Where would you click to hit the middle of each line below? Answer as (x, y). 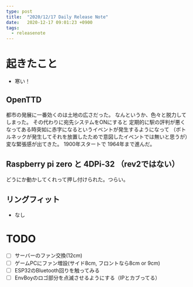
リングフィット (33, 200)
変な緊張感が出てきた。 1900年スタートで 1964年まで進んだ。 (81, 144)
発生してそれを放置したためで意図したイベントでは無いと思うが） (111, 136)
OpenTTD (24, 100)
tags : (13, 28)
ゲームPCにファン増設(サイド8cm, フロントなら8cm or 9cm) (87, 263)
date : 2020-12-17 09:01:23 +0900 (49, 22)
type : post (19, 11)
